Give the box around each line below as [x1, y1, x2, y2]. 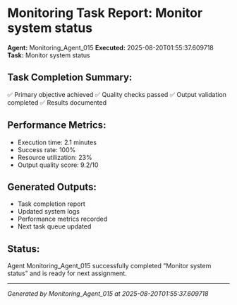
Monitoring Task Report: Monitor [7, 5, 203, 21]
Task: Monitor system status [7, 51, 90, 59]
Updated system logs [17, 207, 80, 216]
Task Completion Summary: [7, 71, 133, 84]
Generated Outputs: [7, 180, 97, 192]
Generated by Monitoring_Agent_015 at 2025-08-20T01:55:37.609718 [7, 289, 209, 298]
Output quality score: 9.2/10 [17, 161, 99, 169]
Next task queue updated [17, 222, 92, 231]
